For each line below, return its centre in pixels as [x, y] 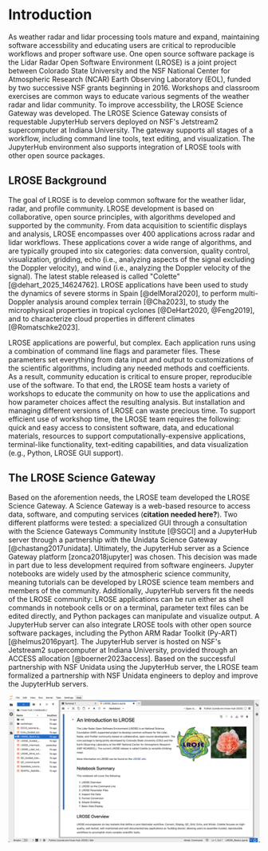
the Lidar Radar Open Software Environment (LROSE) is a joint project [122, 62]
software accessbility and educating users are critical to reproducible [122, 45]
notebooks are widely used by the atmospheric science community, [120, 573]
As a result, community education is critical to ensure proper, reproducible [130, 376]
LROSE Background [58, 181]
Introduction [50, 15]
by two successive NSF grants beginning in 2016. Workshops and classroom [134, 87]
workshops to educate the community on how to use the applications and [129, 394]
